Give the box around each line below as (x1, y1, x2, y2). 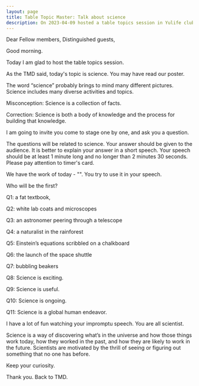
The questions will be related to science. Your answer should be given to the (6, 141, 192, 148)
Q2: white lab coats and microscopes (6, 205, 97, 212)
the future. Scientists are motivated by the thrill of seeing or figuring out (6, 344, 181, 352)
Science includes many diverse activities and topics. (6, 88, 134, 95)
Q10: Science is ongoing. (6, 297, 67, 304)
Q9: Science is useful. (6, 286, 60, 293)
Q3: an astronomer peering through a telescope (6, 217, 123, 224)
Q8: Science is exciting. (6, 274, 64, 282)
